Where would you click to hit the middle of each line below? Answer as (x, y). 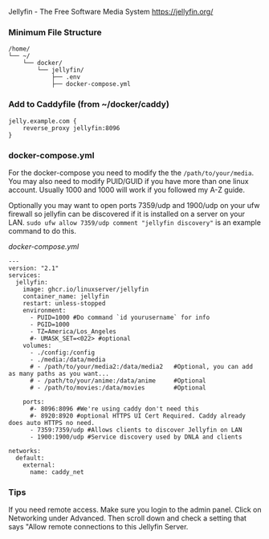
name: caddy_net (57, 472)
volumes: (37, 345)
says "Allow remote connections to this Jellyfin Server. (98, 527)
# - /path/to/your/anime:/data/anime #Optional (118, 381)
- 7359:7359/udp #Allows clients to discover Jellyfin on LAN (136, 430)
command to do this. (42, 231)
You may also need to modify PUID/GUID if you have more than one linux (128, 181)
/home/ (19, 49)
